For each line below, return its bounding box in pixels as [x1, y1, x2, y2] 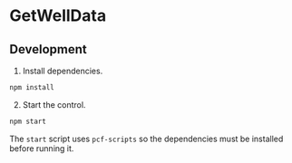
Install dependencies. [22, 65, 103, 76]
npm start [9, 117, 47, 126]
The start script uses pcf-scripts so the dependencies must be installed [9, 133, 284, 144]
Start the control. [22, 99, 86, 110]
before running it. [9, 142, 74, 154]
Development [9, 42, 88, 57]
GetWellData [9, 5, 107, 26]
